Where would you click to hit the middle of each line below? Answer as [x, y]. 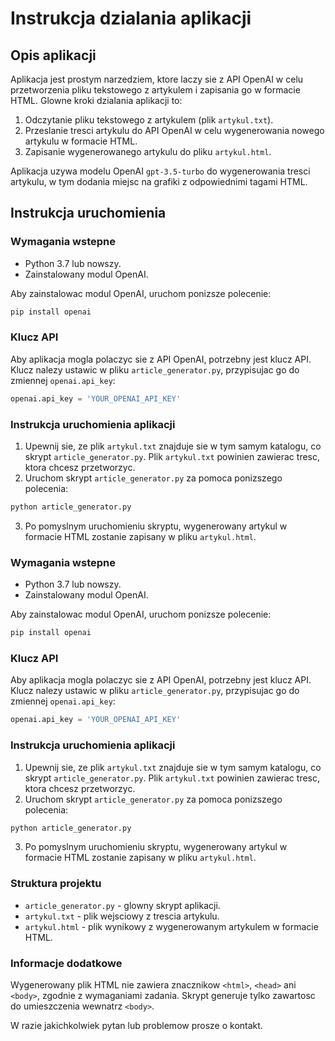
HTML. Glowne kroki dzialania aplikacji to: [96, 100]
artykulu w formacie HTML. [81, 141]
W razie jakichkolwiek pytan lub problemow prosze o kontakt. [136, 1026]
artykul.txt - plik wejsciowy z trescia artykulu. [122, 916]
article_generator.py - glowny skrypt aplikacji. [122, 905]
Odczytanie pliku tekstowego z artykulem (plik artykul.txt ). [149, 120]
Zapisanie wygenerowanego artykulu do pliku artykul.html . [148, 151]
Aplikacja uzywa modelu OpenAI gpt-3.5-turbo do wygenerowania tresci [160, 171]
